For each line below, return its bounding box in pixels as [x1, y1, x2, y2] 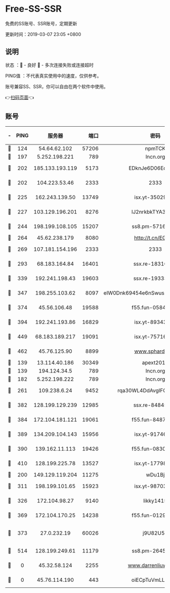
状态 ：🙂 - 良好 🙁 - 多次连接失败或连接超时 [5, 62, 94, 68]
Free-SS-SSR [5, 3, 62, 15]
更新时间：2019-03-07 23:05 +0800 [5, 31, 81, 37]
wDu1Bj [146, 471, 165, 478]
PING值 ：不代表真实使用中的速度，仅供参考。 [5, 72, 102, 79]
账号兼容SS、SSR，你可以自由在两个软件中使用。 [5, 83, 108, 89]
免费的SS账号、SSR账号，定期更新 [5, 20, 77, 26]
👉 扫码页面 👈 [5, 94, 34, 100]
